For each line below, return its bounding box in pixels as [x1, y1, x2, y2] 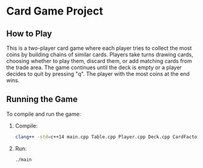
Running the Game [6, 94, 78, 104]
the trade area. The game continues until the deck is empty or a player [6, 64, 182, 71]
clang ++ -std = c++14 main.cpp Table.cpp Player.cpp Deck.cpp [15, 133, 170, 140]
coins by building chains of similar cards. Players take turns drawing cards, [6, 51, 194, 58]
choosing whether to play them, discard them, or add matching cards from [6, 58, 192, 64]
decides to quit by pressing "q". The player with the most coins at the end [6, 70, 190, 77]
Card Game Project [6, 4, 104, 18]
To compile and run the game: [6, 110, 81, 118]
